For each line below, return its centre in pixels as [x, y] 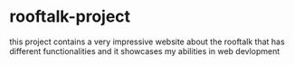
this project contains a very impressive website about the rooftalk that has [147, 42]
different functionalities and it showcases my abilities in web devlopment [145, 51]
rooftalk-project [70, 17]
